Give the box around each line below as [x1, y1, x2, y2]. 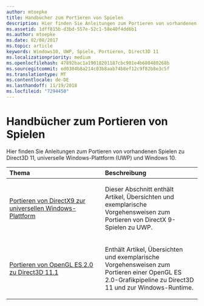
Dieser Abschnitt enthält [105, 185, 174, 193]
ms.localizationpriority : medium [6, 54, 91, 60]
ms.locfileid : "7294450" [6, 88, 69, 94]
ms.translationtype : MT [6, 71, 67, 77]
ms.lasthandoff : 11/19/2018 [6, 83, 78, 89]
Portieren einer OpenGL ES [105, 268, 182, 276]
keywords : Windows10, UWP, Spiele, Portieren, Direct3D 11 [6, 49, 159, 55]
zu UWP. [127, 223, 153, 232]
